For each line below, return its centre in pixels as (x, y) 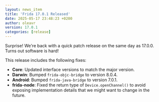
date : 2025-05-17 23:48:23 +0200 (39, 18)
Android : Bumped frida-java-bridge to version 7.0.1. (65, 80)
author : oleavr (20, 23)
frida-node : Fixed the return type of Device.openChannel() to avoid (79, 85)
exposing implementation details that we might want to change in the (81, 90)
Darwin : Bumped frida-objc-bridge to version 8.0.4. (65, 75)
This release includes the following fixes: (46, 60)
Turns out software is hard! (32, 51)
